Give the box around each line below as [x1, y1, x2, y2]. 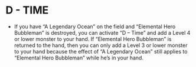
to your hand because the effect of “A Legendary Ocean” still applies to [14, 48, 188, 55]
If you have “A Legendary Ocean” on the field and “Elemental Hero [14, 23, 176, 30]
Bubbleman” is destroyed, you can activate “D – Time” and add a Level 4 [14, 29, 191, 36]
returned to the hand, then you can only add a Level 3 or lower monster [14, 42, 188, 49]
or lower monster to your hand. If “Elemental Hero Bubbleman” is [14, 35, 172, 42]
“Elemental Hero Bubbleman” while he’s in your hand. [14, 54, 144, 61]
